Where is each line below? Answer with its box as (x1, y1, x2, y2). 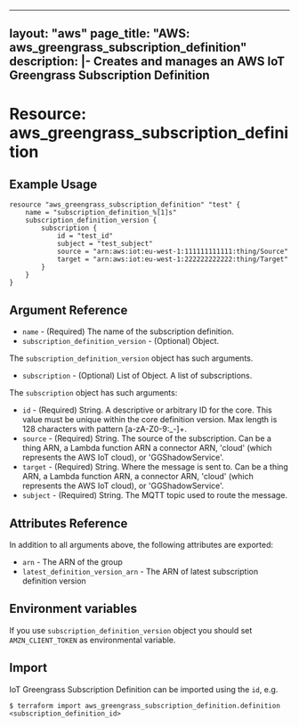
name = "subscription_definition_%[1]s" (25, 208, 177, 217)
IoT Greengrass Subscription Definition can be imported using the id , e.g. (9, 683, 279, 695)
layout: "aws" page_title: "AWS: (9, 26, 190, 41)
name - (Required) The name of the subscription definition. (21, 326, 234, 337)
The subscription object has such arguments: (9, 388, 178, 398)
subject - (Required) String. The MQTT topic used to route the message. (21, 490, 287, 501)
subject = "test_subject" (56, 240, 153, 249)
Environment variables (9, 601, 138, 617)
